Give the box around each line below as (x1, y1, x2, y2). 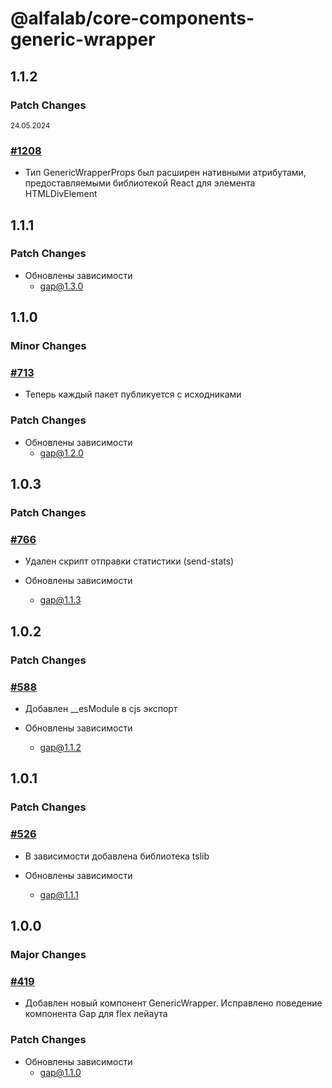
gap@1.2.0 (39, 447, 84, 459)
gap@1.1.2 (39, 741, 82, 753)
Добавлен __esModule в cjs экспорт (24, 702, 178, 714)
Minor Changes (10, 339, 87, 353)
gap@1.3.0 (39, 280, 84, 292)
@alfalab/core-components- (10, 7, 255, 30)
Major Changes (10, 947, 87, 961)
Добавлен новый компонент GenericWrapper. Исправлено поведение (24, 997, 323, 1009)
